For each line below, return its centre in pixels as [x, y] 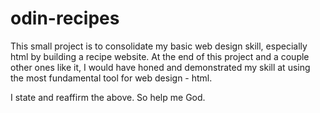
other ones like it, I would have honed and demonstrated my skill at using [160, 67]
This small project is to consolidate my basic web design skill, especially [159, 46]
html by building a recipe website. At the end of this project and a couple [160, 56]
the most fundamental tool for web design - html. [111, 78]
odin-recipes [65, 18]
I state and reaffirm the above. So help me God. [108, 97]
